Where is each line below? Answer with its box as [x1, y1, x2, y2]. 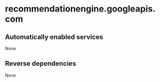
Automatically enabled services [5, 33, 103, 41]
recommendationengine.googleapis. [5, 3, 156, 14]
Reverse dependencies [5, 59, 76, 68]
